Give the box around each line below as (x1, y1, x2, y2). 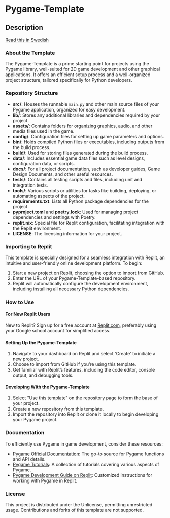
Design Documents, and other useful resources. (12, 171, 113, 177)
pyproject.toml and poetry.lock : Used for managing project (12, 209, 139, 215)
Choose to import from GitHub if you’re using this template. (12, 361, 137, 367)
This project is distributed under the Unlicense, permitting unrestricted (5, 502, 153, 508)
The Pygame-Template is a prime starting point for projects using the (5, 61, 150, 67)
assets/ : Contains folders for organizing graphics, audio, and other (12, 123, 153, 129)
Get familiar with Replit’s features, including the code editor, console (12, 367, 155, 373)
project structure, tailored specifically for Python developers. (5, 77, 133, 83)
